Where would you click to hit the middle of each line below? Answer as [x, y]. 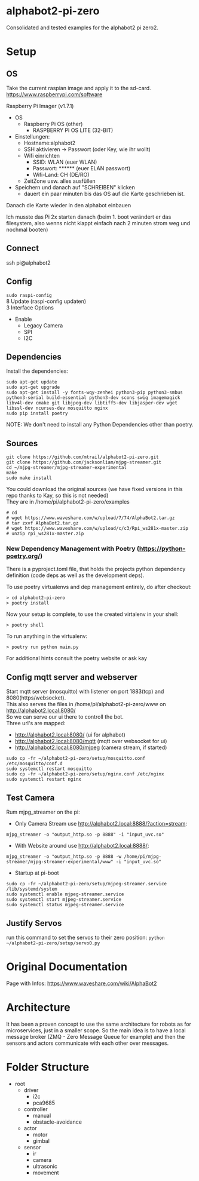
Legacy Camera [43, 325]
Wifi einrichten [42, 155]
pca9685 [44, 1103]
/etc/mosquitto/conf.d [34, 764]
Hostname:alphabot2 [50, 143]
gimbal [41, 1141]
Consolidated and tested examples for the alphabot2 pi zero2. [82, 27]
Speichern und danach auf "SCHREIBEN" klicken [75, 187]
